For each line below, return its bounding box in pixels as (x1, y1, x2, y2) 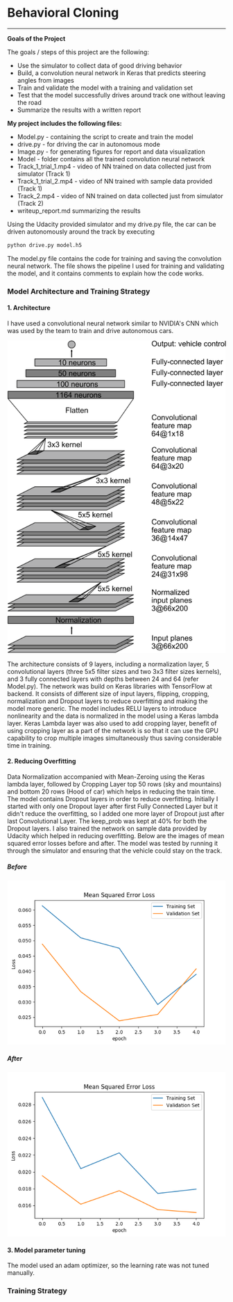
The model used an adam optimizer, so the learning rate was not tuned (7, 1261, 209, 1270)
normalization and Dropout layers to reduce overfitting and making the (7, 697, 208, 705)
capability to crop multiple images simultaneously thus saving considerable (7, 734, 222, 742)
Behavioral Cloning (7, 5, 119, 21)
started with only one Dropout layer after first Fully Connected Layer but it (7, 802, 218, 810)
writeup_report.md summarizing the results (17, 207, 141, 215)
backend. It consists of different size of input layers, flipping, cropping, (7, 689, 209, 698)
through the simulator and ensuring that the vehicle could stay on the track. (7, 846, 223, 855)
